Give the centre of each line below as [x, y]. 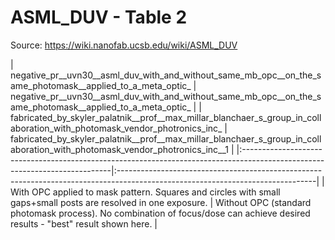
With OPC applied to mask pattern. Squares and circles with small [145, 192]
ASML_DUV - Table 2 [99, 17]
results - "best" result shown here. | [84, 223]
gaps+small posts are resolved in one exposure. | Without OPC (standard [161, 202]
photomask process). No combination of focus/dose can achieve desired [160, 213]
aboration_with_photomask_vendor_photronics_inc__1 [120, 149]
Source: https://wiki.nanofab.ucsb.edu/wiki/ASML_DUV [124, 45]
